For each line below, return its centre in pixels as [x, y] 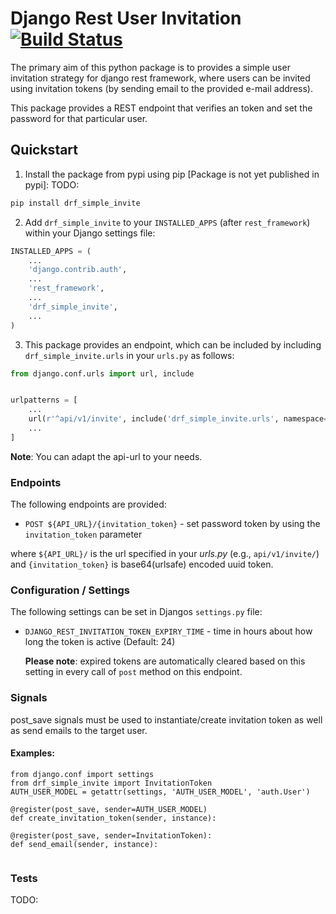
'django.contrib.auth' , [78, 270]
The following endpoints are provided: [88, 504]
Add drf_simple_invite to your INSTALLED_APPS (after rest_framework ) [167, 222]
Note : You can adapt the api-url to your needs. [106, 456]
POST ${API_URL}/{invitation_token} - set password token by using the [172, 524]
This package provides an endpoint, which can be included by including [173, 344]
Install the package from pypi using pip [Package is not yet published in [172, 174]
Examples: [32, 753]
